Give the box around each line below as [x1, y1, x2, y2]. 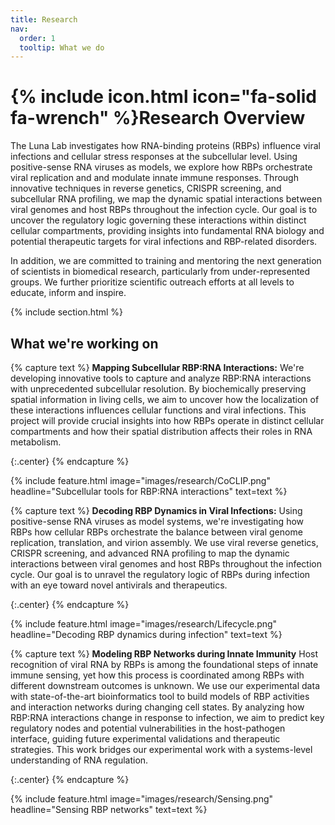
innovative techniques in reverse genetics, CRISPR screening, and [10, 182, 282, 195]
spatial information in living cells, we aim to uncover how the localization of [10, 394, 320, 405]
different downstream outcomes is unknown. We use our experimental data [10, 680, 320, 691]
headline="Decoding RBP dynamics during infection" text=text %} [10, 629, 283, 640]
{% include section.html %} [10, 306, 124, 318]
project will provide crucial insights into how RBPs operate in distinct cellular [10, 415, 325, 426]
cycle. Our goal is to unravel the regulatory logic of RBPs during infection [10, 569, 311, 580]
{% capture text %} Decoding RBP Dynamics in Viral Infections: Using [10, 505, 303, 516]
